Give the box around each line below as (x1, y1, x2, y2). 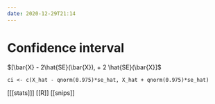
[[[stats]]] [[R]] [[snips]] (7, 88, 75, 97)
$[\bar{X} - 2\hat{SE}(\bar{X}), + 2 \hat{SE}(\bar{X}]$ (7, 63, 162, 71)
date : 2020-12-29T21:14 (7, 10, 76, 17)
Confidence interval (7, 40, 125, 55)
